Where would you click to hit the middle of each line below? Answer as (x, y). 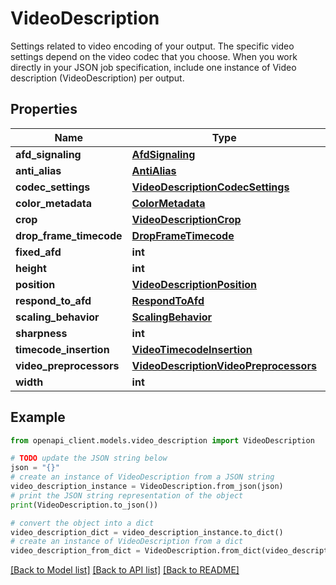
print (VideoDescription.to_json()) (84, 505)
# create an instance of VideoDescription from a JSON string (142, 477)
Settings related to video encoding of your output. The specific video (152, 46)
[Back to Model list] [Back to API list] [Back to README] (125, 570)
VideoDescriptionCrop (186, 219)
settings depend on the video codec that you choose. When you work (154, 56)
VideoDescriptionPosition (194, 284)
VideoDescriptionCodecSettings (210, 187)
